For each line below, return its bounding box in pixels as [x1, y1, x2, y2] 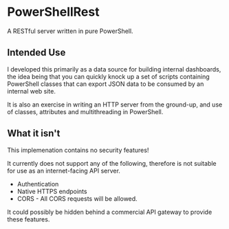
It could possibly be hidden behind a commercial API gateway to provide [7, 208, 212, 216]
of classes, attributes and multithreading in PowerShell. [7, 107, 164, 116]
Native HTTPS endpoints [17, 187, 87, 195]
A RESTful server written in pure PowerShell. [7, 27, 133, 35]
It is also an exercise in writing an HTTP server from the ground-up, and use [7, 100, 223, 109]
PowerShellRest [7, 4, 100, 20]
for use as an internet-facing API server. [7, 166, 120, 175]
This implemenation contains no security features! [7, 146, 149, 154]
